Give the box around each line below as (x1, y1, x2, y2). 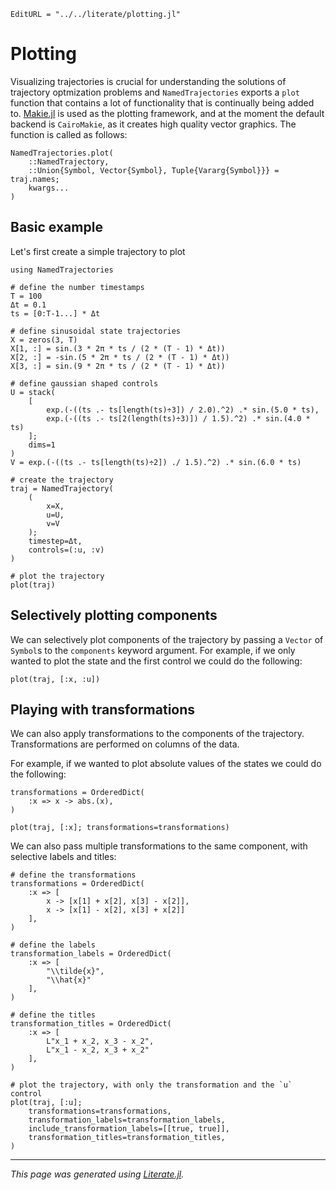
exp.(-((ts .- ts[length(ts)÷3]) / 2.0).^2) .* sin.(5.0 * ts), (46, 405, 320, 415)
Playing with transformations (10, 701, 196, 718)
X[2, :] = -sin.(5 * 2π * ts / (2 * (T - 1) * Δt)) (10, 352, 230, 362)
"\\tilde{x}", (46, 966, 105, 977)
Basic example (10, 219, 103, 236)
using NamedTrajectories (10, 265, 114, 275)
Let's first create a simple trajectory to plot (10, 245, 186, 257)
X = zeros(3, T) (10, 335, 78, 345)
